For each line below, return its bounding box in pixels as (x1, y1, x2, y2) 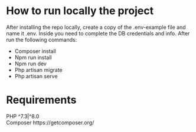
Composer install (14, 47, 56, 54)
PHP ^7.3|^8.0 (6, 113, 40, 120)
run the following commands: (6, 36, 77, 43)
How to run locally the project (6, 4, 154, 18)
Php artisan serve (14, 72, 58, 80)
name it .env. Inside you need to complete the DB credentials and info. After (6, 29, 190, 37)
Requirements (6, 93, 77, 107)
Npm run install (14, 54, 52, 61)
